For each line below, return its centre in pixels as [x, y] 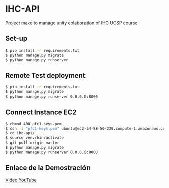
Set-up [16, 39]
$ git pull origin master [32, 143]
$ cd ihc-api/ [20, 133]
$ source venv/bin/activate [35, 138]
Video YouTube [21, 180]
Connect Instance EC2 [41, 112]
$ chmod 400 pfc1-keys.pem [33, 124]
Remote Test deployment [45, 76]
